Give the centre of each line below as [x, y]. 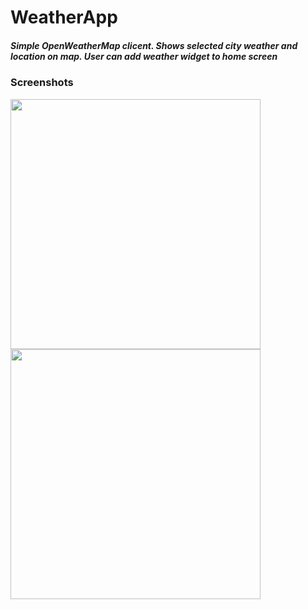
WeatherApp [64, 17]
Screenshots [42, 83]
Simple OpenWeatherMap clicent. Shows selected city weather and [154, 45]
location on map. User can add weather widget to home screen [144, 56]
